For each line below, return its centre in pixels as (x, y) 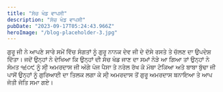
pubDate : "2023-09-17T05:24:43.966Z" (61, 26)
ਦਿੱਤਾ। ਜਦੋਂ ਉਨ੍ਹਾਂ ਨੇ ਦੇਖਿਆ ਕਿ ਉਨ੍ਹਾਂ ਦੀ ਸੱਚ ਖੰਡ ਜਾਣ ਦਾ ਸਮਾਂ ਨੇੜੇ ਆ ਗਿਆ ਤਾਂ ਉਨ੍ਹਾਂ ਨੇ (108, 59)
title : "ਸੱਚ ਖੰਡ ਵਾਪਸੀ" (37, 13)
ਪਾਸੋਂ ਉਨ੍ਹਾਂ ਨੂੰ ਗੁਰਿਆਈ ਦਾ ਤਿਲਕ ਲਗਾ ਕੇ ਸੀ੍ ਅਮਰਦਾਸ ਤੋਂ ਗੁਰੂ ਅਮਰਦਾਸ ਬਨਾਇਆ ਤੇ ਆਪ (110, 75)
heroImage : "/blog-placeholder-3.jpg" (62, 32)
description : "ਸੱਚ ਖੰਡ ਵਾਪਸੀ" (46, 20)
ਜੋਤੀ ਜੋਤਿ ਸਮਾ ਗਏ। (30, 82)
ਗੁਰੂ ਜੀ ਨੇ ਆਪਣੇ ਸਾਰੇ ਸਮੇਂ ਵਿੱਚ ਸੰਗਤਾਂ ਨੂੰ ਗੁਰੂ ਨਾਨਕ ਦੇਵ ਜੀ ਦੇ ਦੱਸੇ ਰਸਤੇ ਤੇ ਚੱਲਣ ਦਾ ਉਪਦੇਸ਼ (109, 52)
